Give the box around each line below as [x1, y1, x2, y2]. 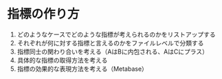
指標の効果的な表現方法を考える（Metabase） [16, 65, 148, 73]
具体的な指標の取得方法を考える [16, 56, 108, 64]
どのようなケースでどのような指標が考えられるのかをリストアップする [16, 30, 217, 38]
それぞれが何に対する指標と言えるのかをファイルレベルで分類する [16, 38, 204, 47]
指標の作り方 [7, 6, 80, 22]
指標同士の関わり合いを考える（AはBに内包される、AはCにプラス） [16, 47, 208, 56]
